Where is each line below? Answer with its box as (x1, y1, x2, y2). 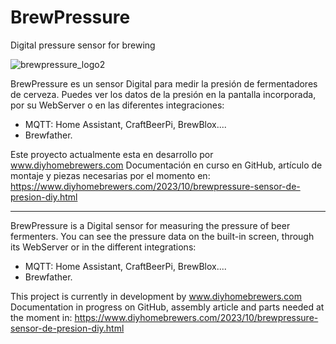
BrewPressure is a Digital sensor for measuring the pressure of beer (10, 219, 291, 231)
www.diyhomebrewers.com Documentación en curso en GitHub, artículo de (10, 159, 323, 171)
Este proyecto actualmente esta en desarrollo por (10, 148, 214, 160)
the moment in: (10, 311, 73, 323)
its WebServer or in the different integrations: (10, 241, 197, 253)
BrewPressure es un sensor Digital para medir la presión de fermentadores (10, 77, 318, 90)
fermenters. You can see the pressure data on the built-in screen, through (10, 230, 315, 242)
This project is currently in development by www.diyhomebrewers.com (10, 290, 303, 302)
